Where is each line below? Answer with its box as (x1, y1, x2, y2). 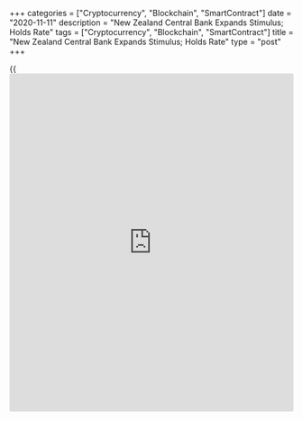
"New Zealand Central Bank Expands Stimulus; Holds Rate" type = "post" (9, 36, 281, 47)
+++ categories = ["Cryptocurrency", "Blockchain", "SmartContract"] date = (9, 8, 292, 18)
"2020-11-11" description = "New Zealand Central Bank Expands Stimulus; (9, 17, 284, 28)
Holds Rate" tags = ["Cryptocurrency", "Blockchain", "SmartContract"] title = (9, 27, 294, 37)
